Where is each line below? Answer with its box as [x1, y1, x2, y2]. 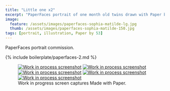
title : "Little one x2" [5, 7, 56, 13]
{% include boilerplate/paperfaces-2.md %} [5, 54, 97, 60]
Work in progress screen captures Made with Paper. [18, 80, 126, 86]
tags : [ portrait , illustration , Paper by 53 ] [5, 31, 103, 36]
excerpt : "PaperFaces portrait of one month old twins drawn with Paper [5, 12, 162, 17]
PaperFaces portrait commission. [5, 45, 74, 50]
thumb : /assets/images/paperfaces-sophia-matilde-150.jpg [10, 26, 135, 31]
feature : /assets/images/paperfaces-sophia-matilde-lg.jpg [10, 21, 137, 27]
